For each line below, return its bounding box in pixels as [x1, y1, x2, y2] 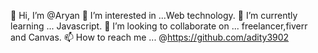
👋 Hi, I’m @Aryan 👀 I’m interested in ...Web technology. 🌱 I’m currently [10, 10, 298, 21]
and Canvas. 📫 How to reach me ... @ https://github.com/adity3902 [10, 31, 290, 43]
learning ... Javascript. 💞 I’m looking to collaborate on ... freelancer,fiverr [10, 20, 308, 32]
